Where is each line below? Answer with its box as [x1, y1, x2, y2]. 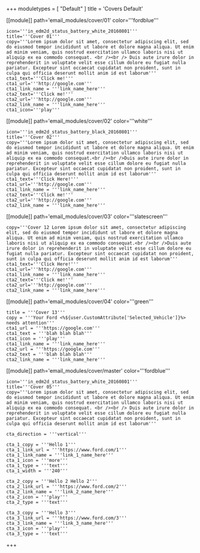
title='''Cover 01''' [6, 34, 60, 40]
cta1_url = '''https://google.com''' [6, 325, 101, 331]
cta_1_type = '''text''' [6, 463, 68, 469]
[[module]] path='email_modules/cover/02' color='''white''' [6, 117, 153, 125]
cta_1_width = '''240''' [6, 468, 68, 474]
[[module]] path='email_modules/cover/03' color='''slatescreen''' [6, 213, 168, 220]
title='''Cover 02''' [6, 134, 60, 140]
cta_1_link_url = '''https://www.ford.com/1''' [6, 447, 128, 453]
